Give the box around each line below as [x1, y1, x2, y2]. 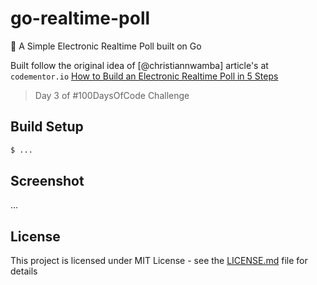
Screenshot [10, 173, 85, 190]
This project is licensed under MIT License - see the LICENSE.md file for [10, 255, 308, 267]
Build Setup [10, 118, 84, 136]
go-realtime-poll [10, 7, 151, 30]
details [10, 265, 38, 277]
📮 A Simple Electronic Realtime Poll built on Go [10, 40, 202, 52]
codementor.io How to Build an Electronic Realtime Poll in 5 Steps [10, 70, 279, 82]
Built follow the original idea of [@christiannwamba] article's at [10, 59, 269, 71]
